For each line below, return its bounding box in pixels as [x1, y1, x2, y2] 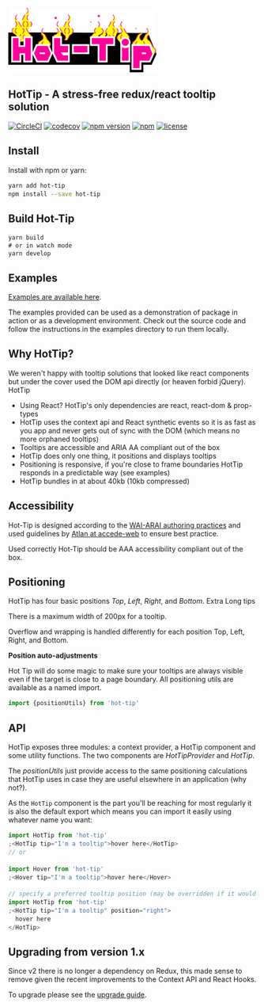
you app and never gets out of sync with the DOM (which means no [19, 425, 240, 435]
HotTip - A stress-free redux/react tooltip [8, 88, 216, 101]
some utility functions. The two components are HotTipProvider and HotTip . [8, 751, 255, 761]
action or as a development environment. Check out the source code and [8, 316, 247, 325]
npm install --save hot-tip [8, 190, 101, 198]
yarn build [8, 234, 44, 242]
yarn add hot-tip [8, 181, 66, 189]
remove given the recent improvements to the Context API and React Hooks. [8, 975, 257, 984]
